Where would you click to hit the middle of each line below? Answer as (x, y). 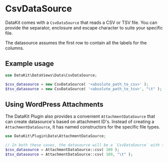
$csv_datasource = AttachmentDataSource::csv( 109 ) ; (62, 150)
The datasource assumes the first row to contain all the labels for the (76, 42)
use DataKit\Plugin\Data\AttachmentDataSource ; (56, 136)
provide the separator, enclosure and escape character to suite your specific (84, 27)
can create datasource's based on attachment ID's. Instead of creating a (80, 122)
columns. (15, 48)
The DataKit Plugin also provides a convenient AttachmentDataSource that (80, 116)
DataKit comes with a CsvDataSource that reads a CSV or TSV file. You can (81, 22)
